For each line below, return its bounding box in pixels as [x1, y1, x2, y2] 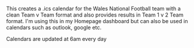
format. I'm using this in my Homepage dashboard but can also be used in [6, 18, 188, 24]
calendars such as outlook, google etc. [6, 24, 102, 31]
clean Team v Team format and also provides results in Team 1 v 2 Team [6, 11, 184, 18]
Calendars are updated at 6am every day [6, 36, 107, 42]
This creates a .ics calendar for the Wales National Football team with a [6, 5, 181, 12]
